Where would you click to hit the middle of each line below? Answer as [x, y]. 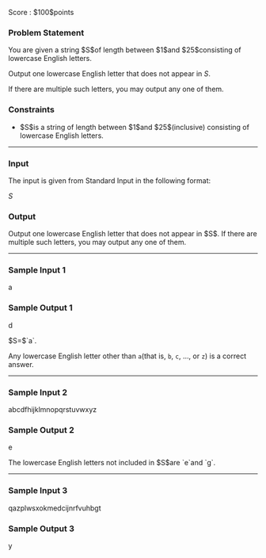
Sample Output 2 [41, 430]
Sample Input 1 [37, 270]
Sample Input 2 [38, 392]
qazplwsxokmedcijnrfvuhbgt [55, 508]
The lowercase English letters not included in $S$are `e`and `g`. [112, 463]
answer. [21, 364]
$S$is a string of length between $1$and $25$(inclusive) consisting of [134, 127]
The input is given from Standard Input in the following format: [110, 180]
